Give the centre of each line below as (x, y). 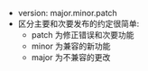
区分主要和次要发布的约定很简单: (79, 23)
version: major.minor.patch (67, 13)
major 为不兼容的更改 (71, 57)
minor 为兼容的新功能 (71, 46)
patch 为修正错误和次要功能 (83, 35)
